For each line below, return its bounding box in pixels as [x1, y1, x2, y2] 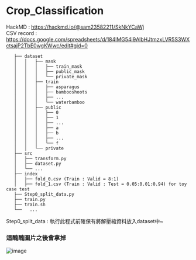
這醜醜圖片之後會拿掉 [6, 234, 66, 242]
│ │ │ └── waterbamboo [13, 99, 85, 105]
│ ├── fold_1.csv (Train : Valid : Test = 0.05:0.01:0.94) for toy [13, 181, 187, 187]
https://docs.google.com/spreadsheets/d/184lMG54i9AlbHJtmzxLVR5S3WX [6, 36, 190, 43]
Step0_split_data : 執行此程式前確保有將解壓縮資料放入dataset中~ [6, 217, 164, 224]
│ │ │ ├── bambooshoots [13, 89, 88, 95]
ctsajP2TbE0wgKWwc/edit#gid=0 [6, 42, 88, 49]
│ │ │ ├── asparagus [13, 84, 80, 90]
